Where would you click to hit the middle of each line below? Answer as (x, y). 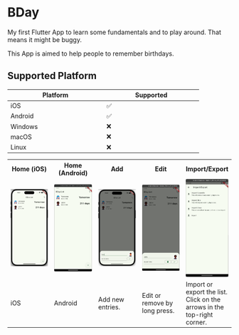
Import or (200, 284)
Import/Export (207, 169)
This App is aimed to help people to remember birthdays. (91, 53)
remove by (158, 303)
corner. (197, 322)
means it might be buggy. (44, 39)
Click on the (203, 299)
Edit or (152, 296)
